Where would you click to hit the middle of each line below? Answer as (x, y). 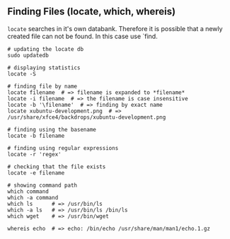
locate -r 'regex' (34, 154)
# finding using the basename (52, 129)
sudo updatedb (28, 55)
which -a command (33, 197)
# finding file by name (42, 86)
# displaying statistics (44, 68)
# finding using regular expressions (63, 148)
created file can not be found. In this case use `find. (82, 36)
